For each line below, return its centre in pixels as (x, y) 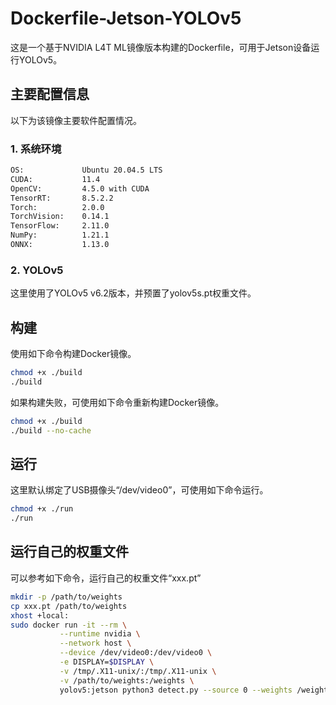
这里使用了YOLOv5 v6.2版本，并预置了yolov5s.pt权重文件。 (133, 293)
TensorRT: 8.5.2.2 (62, 198)
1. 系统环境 (36, 149)
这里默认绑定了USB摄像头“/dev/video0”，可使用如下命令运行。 (139, 490)
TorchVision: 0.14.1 (60, 217)
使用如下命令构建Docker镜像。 (73, 354)
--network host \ (95, 643)
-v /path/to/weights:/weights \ (127, 680)
